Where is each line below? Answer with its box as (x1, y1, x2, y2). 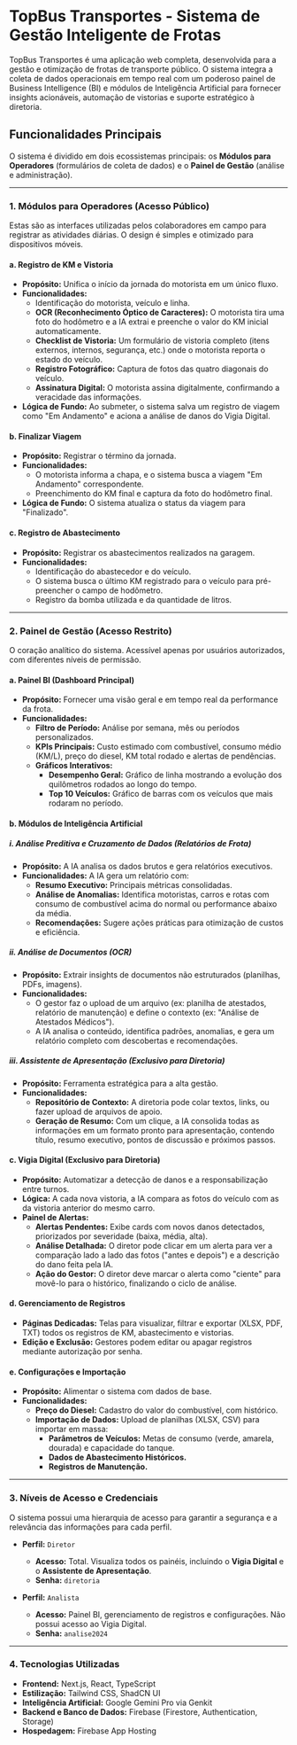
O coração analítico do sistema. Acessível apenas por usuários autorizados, (9, 644, 286, 655)
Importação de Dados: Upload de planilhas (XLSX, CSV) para (34, 1414, 260, 1425)
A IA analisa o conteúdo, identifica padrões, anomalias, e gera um (34, 1025, 275, 1036)
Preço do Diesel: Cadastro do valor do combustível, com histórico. (34, 1405, 278, 1415)
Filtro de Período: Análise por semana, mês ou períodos (34, 722, 240, 733)
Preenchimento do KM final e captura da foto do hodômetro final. (34, 488, 273, 499)
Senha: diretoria (34, 1575, 100, 1585)
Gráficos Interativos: (34, 760, 113, 771)
